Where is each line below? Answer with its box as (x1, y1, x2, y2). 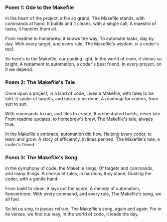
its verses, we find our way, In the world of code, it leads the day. (5, 211, 139, 217)
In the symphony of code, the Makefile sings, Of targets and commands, (5, 165, 154, 171)
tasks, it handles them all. (5, 26, 57, 32)
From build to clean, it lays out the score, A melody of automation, (5, 185, 141, 191)
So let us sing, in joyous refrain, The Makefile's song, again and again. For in (5, 206, 162, 212)
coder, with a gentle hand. (5, 176, 59, 182)
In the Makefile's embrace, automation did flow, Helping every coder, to (5, 131, 152, 137)
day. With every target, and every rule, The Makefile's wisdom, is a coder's (5, 41, 159, 47)
